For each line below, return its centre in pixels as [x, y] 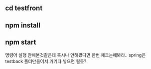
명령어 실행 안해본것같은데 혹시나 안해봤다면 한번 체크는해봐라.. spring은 [75, 55]
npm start [21, 42]
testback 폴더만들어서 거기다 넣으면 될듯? [46, 61]
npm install [23, 25]
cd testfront [24, 8]
